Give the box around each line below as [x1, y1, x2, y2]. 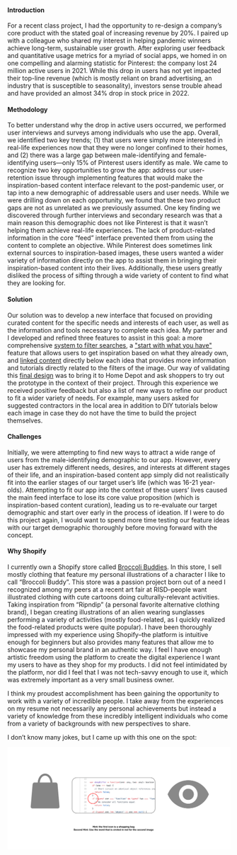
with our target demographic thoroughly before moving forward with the [7, 523, 218, 532]
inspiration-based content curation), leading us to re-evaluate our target [7, 500, 217, 509]
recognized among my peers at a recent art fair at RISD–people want [7, 585, 207, 594]
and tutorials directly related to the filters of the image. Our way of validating [7, 363, 230, 372]
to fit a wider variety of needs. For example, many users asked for [7, 394, 200, 402]
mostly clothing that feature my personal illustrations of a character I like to [7, 570, 226, 579]
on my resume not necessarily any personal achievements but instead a [7, 704, 217, 713]
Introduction [7, 6, 45, 14]
